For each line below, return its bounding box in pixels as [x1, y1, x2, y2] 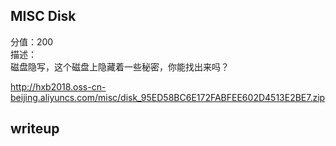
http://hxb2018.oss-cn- [10, 80, 107, 93]
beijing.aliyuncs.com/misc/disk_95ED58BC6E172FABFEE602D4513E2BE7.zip [10, 91, 326, 103]
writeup [10, 120, 60, 138]
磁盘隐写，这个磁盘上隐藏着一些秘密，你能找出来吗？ [10, 60, 230, 73]
